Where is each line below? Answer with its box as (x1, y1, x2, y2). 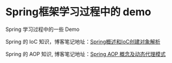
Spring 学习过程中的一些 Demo (5, 26, 80, 33)
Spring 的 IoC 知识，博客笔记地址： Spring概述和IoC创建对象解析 (5, 38, 160, 45)
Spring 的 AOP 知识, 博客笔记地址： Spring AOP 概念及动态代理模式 (5, 50, 166, 57)
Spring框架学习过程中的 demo (5, 5, 152, 19)
